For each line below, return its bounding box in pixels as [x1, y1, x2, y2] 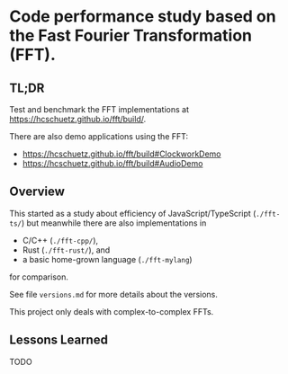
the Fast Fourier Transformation [9, 25, 252, 46]
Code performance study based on [9, 6, 276, 27]
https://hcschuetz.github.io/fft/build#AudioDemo [22, 158, 203, 168]
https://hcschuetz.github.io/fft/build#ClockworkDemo [22, 148, 222, 159]
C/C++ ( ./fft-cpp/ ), [22, 235, 99, 245]
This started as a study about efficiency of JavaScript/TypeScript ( [9, 208, 256, 218]
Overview [9, 184, 66, 200]
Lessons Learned [9, 333, 108, 348]
